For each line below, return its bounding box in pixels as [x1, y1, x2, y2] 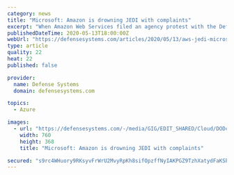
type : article [7, 42, 49, 49]
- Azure [13, 106, 36, 113]
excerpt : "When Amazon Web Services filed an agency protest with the [7, 23, 217, 30]
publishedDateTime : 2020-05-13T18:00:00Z [7, 29, 130, 37]
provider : [7, 74, 36, 81]
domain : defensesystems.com [13, 87, 95, 94]
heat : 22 [7, 56, 33, 62]
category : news [7, 10, 52, 17]
